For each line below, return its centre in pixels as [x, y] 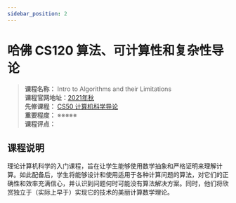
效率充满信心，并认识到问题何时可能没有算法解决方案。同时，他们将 [124, 183]
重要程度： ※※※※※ [51, 115]
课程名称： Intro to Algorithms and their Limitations [98, 89]
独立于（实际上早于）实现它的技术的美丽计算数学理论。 [93, 192]
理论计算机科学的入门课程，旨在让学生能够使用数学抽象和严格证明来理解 [112, 166]
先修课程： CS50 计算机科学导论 [71, 106]
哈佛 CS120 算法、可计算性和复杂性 [110, 50]
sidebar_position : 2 [38, 14]
